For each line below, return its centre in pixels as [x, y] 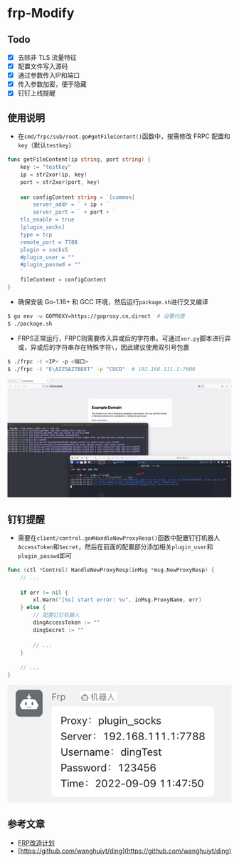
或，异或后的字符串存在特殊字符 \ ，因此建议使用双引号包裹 [103, 347]
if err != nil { [44, 593]
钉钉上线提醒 [36, 93]
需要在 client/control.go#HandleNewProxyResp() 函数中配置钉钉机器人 [119, 538]
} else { [33, 608]
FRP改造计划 [36, 843]
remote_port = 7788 [49, 242]
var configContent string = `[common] [78, 197]
